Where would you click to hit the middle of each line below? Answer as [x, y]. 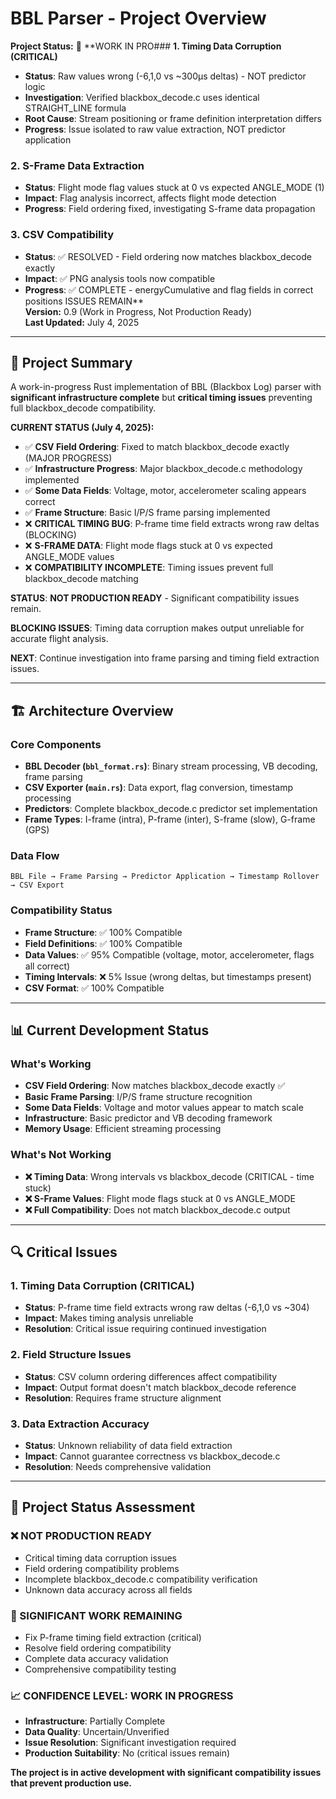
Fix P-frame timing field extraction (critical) [113, 1637]
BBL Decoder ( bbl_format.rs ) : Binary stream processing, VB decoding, [171, 766]
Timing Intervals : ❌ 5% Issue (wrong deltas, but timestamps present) [168, 976]
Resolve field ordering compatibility [98, 1648]
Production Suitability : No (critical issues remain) [127, 1753]
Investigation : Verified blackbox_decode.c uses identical [142, 97]
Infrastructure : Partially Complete [95, 1721]
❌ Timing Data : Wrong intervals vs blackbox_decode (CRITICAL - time [169, 1176]
